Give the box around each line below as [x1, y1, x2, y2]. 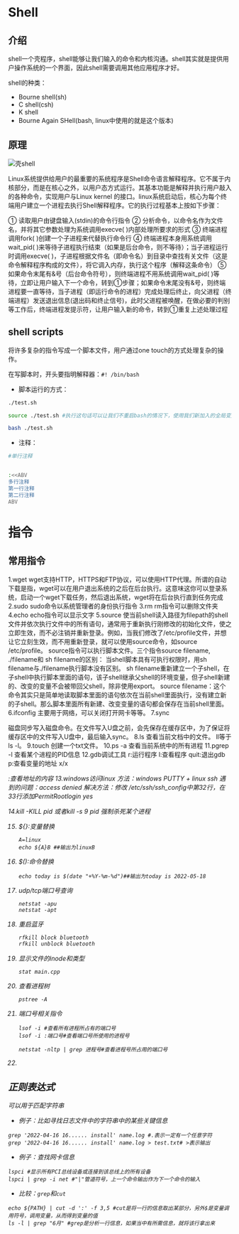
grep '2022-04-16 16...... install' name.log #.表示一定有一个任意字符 [8, 1132, 213, 1139]
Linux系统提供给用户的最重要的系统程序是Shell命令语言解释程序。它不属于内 [8, 174, 231, 183]
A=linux [18, 836, 41, 843]
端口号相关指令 [18, 1009, 62, 1018]
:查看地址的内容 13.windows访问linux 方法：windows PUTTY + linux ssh [8, 774, 218, 783]
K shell [18, 108, 38, 116]
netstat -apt [18, 906, 57, 913]
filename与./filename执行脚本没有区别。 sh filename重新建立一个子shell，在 [8, 664, 230, 672]
